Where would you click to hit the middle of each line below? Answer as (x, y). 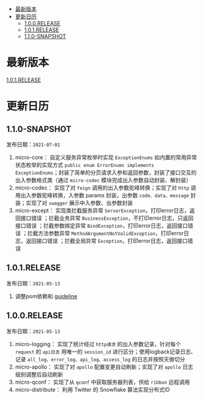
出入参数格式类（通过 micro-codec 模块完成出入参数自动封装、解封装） (103, 180)
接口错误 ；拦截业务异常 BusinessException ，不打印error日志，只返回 (107, 218)
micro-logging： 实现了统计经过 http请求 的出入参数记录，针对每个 (98, 344)
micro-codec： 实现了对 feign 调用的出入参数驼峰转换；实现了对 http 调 (105, 188)
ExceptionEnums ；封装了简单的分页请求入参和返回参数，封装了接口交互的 (106, 172)
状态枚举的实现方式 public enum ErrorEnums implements (85, 165)
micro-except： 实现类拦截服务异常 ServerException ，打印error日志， (102, 210)
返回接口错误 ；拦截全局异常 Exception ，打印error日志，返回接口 (107, 240)
